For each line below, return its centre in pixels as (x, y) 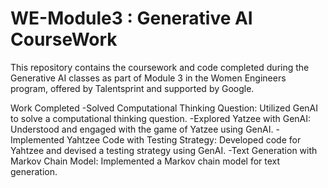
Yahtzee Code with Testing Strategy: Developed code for (184, 139)
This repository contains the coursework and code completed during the (160, 67)
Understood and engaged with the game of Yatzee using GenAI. (142, 129)
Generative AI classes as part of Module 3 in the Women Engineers (148, 78)
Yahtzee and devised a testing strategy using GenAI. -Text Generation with (164, 150)
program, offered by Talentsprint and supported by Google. (132, 88)
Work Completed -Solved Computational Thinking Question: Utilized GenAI (164, 108)
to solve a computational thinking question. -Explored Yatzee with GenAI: (161, 118)
